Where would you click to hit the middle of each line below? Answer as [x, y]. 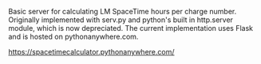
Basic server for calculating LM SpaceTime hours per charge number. [123, 11]
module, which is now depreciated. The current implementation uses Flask [131, 28]
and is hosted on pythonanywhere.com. [73, 36]
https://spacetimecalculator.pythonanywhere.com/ [91, 52]
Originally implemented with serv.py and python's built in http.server [121, 20]
